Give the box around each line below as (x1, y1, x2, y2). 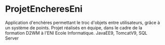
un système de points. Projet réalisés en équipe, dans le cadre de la (5, 24, 143, 30)
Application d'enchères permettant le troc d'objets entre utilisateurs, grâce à (5, 20, 160, 25)
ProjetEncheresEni (5, 3, 83, 15)
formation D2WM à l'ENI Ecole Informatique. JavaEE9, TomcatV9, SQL (5, 30, 148, 36)
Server (5, 35, 19, 41)
